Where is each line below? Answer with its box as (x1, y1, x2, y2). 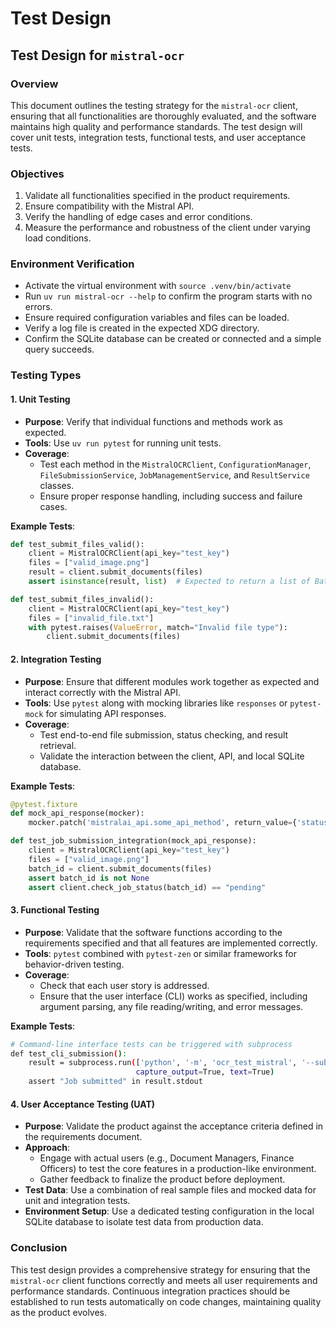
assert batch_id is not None (28, 873, 150, 883)
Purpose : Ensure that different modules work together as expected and (24, 675, 320, 687)
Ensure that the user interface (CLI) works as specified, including (39, 990, 308, 1002)
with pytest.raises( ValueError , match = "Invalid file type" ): (28, 622, 288, 632)
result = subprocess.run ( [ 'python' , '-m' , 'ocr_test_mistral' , (28, 1058, 298, 1068)
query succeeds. (24, 343, 95, 356)
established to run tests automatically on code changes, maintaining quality (10, 1295, 322, 1307)
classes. (39, 479, 75, 491)
